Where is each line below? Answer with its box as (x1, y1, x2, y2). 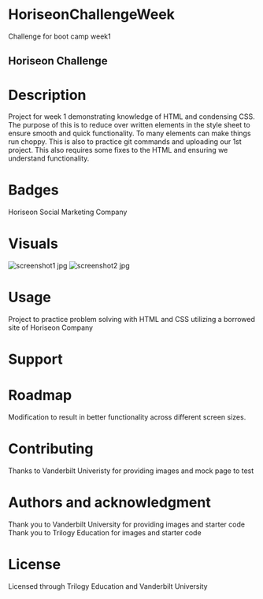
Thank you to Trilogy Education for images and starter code (8, 528, 202, 538)
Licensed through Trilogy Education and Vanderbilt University (8, 582, 208, 591)
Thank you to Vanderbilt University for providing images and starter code (8, 520, 246, 529)
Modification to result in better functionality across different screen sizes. (8, 412, 246, 422)
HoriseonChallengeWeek (8, 6, 176, 24)
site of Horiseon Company (8, 323, 93, 332)
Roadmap (8, 386, 72, 405)
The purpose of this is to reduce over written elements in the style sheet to (8, 120, 250, 130)
